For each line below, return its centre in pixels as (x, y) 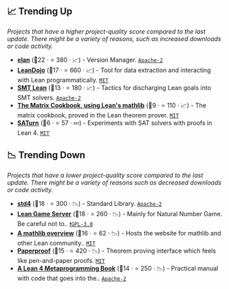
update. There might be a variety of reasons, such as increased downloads (114, 38)
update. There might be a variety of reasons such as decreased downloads (115, 182)
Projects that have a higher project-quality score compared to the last (107, 31)
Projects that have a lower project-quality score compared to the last (105, 175)
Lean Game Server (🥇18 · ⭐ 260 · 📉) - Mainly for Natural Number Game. (120, 213)
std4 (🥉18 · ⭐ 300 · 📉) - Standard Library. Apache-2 (89, 203)
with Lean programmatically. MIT (63, 80)
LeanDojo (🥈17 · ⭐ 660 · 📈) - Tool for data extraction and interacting (114, 70)
